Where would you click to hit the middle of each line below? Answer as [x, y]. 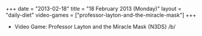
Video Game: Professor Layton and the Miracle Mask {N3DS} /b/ [95, 27]
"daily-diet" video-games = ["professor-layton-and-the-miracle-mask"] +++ [101, 15]
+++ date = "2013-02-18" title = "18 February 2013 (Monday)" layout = [94, 9]
